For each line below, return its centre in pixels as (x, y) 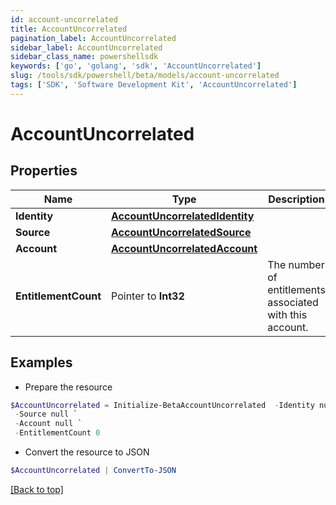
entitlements (296, 289)
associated (293, 302)
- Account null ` (48, 424)
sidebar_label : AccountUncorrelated (86, 47)
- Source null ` (46, 414)
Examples (41, 362)
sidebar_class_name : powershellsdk (84, 57)
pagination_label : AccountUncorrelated (93, 38)
